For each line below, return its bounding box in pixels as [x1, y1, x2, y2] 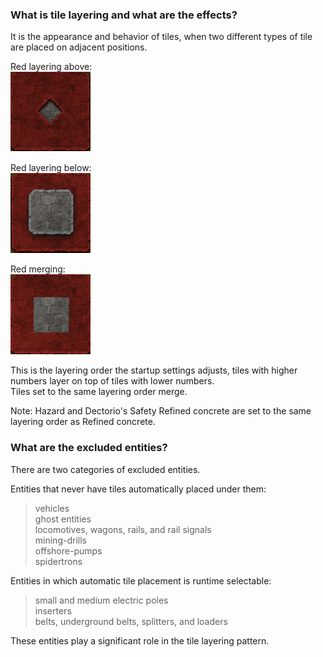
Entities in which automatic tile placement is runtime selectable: [10, 574, 272, 587]
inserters [34, 604, 72, 617]
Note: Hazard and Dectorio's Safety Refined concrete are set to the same [10, 405, 312, 417]
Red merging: [10, 263, 66, 275]
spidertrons [34, 555, 83, 567]
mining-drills [34, 534, 87, 546]
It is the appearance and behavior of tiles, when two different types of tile [10, 31, 313, 43]
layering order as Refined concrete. [10, 416, 156, 428]
